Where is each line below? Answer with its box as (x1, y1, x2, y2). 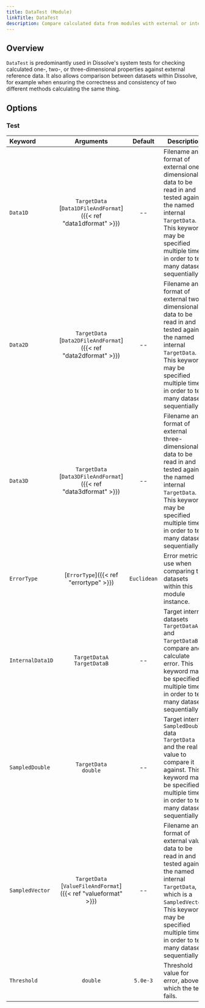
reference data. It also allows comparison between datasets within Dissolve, (6, 72, 198, 79)
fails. (164, 991, 178, 1000)
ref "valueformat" (73, 889, 123, 897)
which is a (164, 890, 193, 899)
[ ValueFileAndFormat (60, 881, 120, 890)
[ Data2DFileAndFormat (59, 336, 121, 344)
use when (164, 559, 192, 567)
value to (164, 750, 187, 759)
